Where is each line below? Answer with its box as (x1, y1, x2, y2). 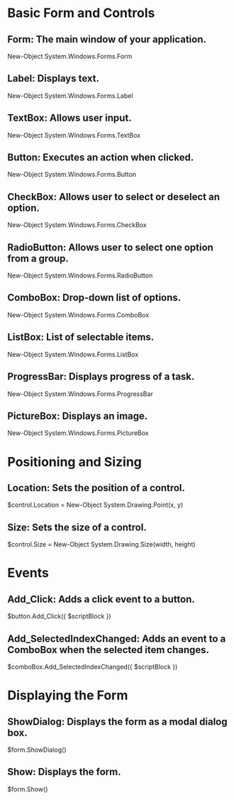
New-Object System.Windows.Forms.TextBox (7, 131, 140, 139)
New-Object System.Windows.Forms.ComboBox (7, 310, 150, 319)
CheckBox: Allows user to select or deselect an (7, 190, 221, 203)
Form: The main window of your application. (7, 33, 207, 45)
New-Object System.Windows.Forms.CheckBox (7, 221, 147, 229)
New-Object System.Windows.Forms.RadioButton (7, 271, 153, 280)
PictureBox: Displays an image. (7, 410, 148, 422)
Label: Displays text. (7, 72, 100, 84)
